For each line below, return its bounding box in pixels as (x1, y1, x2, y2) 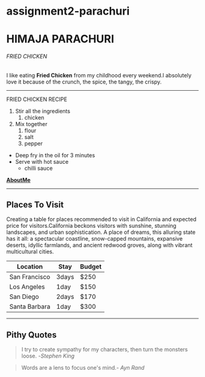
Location (16, 262, 43, 271)
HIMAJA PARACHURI (6, 32, 115, 46)
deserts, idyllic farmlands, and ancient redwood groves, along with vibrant (6, 242, 193, 249)
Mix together (15, 120, 48, 127)
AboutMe (6, 176, 31, 183)
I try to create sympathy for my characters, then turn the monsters (21, 346, 188, 353)
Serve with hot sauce (15, 158, 69, 165)
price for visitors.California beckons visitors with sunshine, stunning (6, 222, 177, 230)
